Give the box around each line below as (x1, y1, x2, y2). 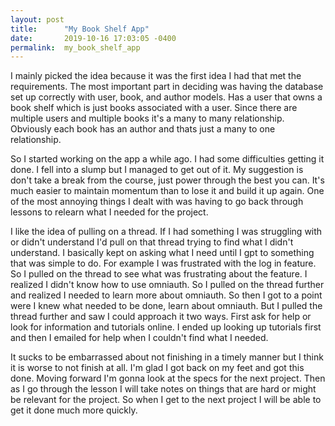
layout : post (10, 14, 65, 25)
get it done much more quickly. (10, 404, 138, 416)
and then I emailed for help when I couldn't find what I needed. (10, 332, 269, 344)
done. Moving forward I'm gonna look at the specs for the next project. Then (10, 372, 326, 385)
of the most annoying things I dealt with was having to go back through (10, 196, 304, 208)
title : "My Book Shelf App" (10, 24, 150, 34)
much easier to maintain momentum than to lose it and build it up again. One (10, 185, 325, 197)
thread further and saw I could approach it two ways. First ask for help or (10, 311, 312, 323)
